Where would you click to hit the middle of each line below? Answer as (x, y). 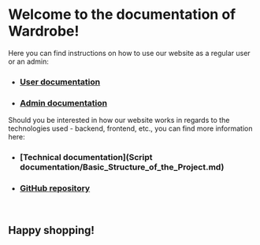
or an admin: (29, 61)
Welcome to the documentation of (122, 15)
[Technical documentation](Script (86, 158)
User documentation (60, 82)
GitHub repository (55, 188)
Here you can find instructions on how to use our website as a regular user (129, 53)
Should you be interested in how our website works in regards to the (119, 121)
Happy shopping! (51, 230)
